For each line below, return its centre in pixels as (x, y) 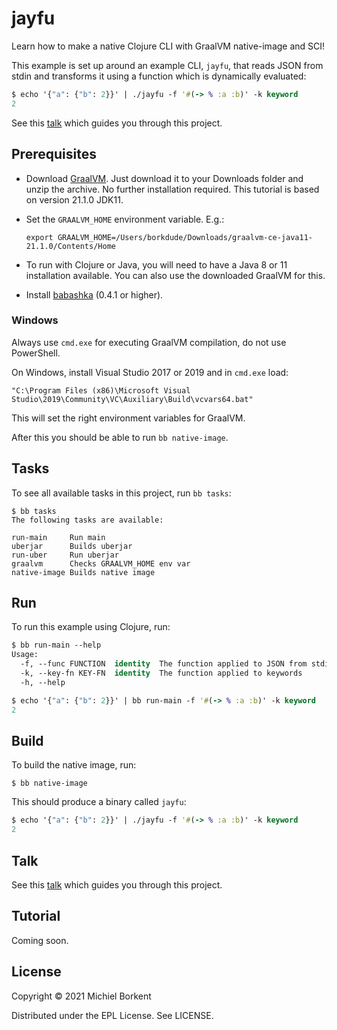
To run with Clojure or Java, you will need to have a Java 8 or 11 (156, 264)
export (39, 237)
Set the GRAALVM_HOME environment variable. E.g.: (125, 219)
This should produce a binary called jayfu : (99, 802)
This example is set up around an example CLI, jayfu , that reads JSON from (167, 65)
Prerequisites (54, 154)
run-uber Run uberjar (65, 555)
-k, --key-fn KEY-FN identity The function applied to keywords (161, 673)
